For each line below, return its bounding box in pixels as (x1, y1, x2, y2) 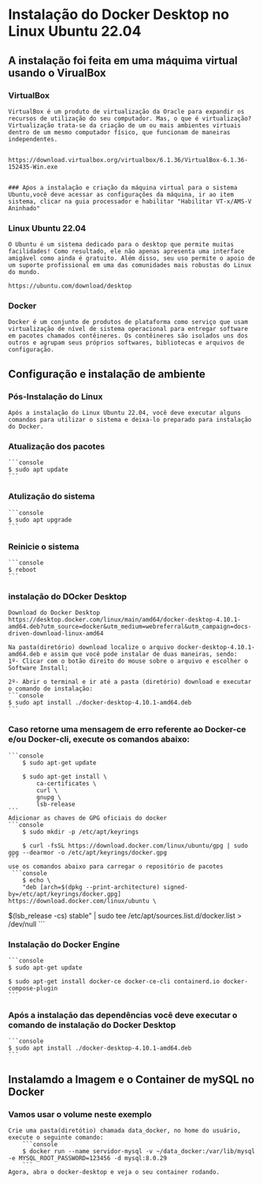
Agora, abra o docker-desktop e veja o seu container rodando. (8, 1167, 220, 1176)
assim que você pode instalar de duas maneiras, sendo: (50, 650, 238, 659)
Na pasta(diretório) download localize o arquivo (8, 644, 175, 652)
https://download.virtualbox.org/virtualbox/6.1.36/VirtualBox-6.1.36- (8, 156, 248, 164)
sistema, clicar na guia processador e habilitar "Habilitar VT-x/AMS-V (8, 197, 252, 205)
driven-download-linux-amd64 (8, 630, 104, 637)
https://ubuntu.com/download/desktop (8, 282, 132, 290)
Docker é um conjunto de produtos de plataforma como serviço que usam (8, 318, 248, 326)
